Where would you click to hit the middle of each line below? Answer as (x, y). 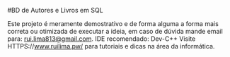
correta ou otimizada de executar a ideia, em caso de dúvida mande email (115, 31)
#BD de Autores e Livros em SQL (56, 10)
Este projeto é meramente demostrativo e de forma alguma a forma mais (113, 24)
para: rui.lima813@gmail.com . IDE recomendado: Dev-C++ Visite (102, 39)
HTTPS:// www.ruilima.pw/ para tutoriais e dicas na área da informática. (111, 46)
